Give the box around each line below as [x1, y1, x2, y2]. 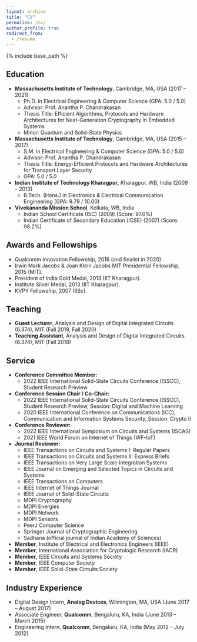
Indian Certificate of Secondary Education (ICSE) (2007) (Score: [23, 217, 179, 224]
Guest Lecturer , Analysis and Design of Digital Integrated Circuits [14, 320, 174, 327]
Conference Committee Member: [14, 371, 98, 378]
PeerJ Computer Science [23, 522, 84, 529]
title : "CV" [6, 14, 35, 20]
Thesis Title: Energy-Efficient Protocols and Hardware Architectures [23, 160, 188, 167]
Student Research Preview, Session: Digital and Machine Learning [23, 402, 183, 410]
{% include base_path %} [6, 53, 68, 59]
